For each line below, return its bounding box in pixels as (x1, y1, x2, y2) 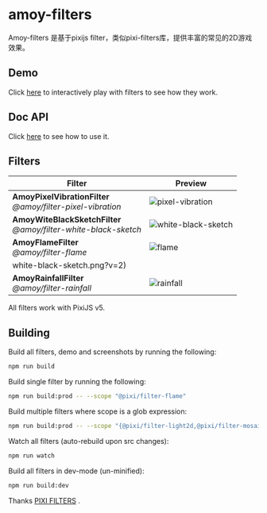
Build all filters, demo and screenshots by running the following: (8, 347, 217, 357)
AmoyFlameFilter (12, 237, 79, 248)
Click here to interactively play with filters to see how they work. (8, 87, 219, 97)
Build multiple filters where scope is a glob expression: (8, 407, 188, 416)
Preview (175, 178, 207, 189)
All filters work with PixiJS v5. (8, 303, 106, 313)
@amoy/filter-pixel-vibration (12, 201, 122, 212)
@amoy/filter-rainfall (12, 283, 92, 294)
